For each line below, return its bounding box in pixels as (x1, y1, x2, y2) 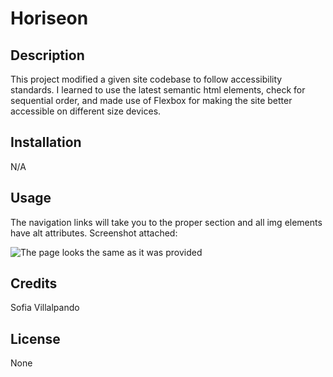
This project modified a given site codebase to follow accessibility (10, 73, 283, 85)
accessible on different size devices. (10, 105, 162, 117)
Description (10, 47, 85, 64)
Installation (10, 134, 82, 151)
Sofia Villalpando (10, 302, 80, 314)
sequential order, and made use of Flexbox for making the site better (10, 95, 293, 106)
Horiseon (10, 7, 89, 30)
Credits (10, 275, 58, 292)
